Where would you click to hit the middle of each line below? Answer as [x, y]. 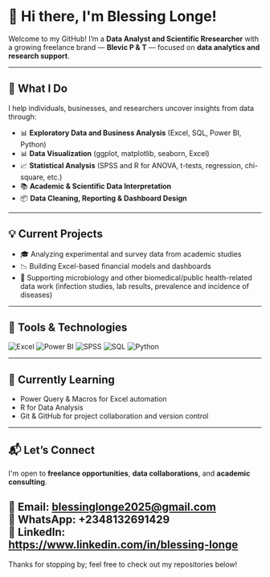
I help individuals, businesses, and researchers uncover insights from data [131, 108]
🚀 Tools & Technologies [68, 327]
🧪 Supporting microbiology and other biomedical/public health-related [136, 278]
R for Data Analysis [51, 408]
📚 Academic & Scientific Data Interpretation [96, 186]
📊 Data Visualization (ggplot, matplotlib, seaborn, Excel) [115, 153]
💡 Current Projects [55, 234]
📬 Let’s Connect [51, 450]
